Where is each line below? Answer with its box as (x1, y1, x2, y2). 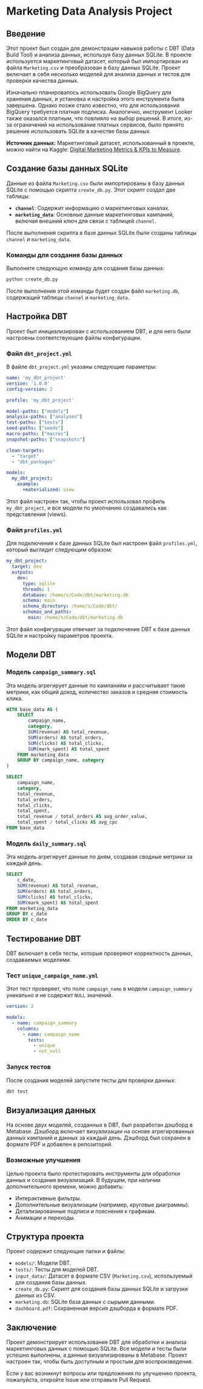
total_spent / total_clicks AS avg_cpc (17, 819, 118, 825)
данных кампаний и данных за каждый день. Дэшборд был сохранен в (6, 1134, 191, 1142)
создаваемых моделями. (6, 956, 72, 963)
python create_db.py (6, 276, 59, 282)
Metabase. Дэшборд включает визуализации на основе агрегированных (6, 1128, 195, 1135)
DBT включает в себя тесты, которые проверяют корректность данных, (6, 950, 193, 957)
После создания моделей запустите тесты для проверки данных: (6, 1076, 176, 1084)
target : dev (12, 564, 42, 570)
